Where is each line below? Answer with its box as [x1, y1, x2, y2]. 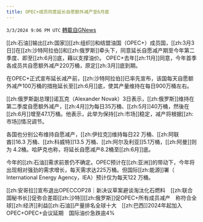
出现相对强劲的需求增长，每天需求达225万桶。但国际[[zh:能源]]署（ [6, 166, 175, 173]
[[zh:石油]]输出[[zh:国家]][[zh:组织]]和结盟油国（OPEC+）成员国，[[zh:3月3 [6, 39, 195, 46]
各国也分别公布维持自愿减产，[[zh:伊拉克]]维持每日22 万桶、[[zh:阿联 [6, 131, 179, 138]
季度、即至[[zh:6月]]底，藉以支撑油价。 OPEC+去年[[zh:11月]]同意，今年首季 [6, 54, 197, 61]
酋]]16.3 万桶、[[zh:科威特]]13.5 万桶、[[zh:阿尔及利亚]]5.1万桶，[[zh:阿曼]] [6, 138, 192, 145]
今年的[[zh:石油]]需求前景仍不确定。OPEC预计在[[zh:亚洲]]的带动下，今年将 [6, 158, 195, 166]
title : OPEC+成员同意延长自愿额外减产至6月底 [6, 8, 110, 15]
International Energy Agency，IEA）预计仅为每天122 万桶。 [6, 174, 155, 181]
